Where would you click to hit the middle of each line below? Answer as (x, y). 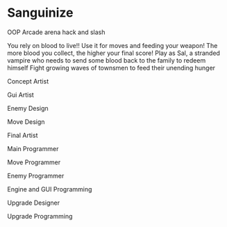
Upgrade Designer (34, 203)
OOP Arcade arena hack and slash (56, 32)
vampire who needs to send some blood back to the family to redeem (107, 60)
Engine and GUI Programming (50, 189)
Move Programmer (34, 162)
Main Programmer (33, 148)
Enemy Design (28, 108)
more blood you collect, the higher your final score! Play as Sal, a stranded (114, 53)
